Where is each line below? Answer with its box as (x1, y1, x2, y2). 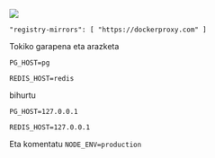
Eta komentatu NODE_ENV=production (9, 139, 142, 149)
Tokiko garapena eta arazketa (9, 41, 120, 51)
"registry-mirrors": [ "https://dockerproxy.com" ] (9, 25, 207, 34)
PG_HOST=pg (9, 58, 50, 67)
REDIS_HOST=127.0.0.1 (9, 123, 91, 132)
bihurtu (9, 90, 36, 101)
